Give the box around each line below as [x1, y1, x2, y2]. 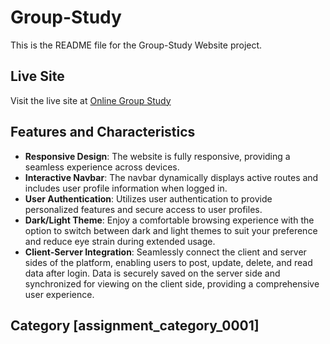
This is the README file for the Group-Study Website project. [10, 39, 263, 51]
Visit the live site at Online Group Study [10, 94, 172, 106]
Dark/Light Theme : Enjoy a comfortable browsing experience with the [24, 214, 315, 226]
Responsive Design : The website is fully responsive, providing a [24, 150, 291, 162]
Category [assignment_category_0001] [10, 317, 260, 334]
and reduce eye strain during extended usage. [24, 235, 216, 247]
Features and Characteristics [10, 124, 196, 141]
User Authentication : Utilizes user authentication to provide [24, 192, 273, 205]
